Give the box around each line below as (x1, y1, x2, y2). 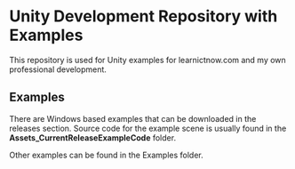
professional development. (9, 64, 107, 75)
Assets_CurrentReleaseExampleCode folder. (9, 132, 176, 143)
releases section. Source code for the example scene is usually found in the (9, 123, 287, 133)
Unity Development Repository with (9, 6, 278, 27)
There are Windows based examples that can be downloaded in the (9, 113, 257, 124)
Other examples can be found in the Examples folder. (9, 149, 204, 160)
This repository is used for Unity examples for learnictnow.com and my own (9, 54, 286, 65)
